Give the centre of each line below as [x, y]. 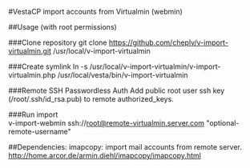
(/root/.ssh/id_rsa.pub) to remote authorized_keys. [91, 99]
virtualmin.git [30, 51]
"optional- [223, 123]
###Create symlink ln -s [48, 66]
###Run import [33, 114]
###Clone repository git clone [58, 42]
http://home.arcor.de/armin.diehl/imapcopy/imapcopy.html [105, 156]
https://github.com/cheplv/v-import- [168, 42]
